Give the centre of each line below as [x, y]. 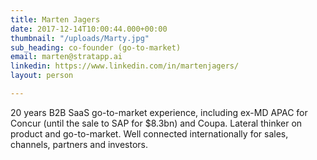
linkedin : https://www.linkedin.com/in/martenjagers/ [125, 66]
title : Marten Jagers [55, 19]
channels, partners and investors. [79, 144]
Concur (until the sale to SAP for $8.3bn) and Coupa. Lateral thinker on [156, 123]
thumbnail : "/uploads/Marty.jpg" [80, 38]
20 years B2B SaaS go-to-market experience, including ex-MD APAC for [159, 112]
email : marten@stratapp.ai [66, 57]
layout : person [42, 76]
